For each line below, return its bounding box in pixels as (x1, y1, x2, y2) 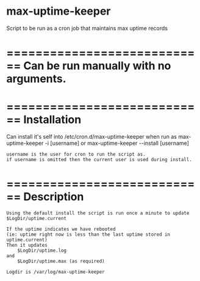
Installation (23, 113, 82, 126)
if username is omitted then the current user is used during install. (6, 157, 192, 163)
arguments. (6, 72, 66, 86)
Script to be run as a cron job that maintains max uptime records (6, 24, 168, 32)
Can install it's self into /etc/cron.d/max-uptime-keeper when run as (6, 133, 177, 140)
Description (23, 190, 84, 204)
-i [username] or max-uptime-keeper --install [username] (45, 139, 189, 147)
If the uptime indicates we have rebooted (6, 226, 116, 232)
